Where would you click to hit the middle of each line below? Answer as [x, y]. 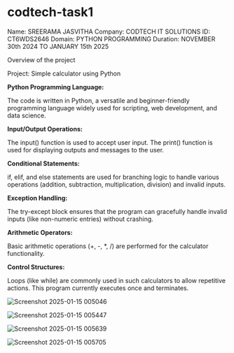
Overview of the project [41, 59]
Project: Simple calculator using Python [64, 73]
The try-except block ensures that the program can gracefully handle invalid [117, 211]
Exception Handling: [37, 198]
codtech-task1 [50, 12]
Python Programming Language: [56, 87]
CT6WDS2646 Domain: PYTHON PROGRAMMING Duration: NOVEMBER [111, 38]
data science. [27, 115]
